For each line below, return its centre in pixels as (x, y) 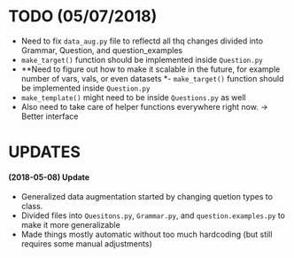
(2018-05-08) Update (49, 177)
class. (32, 207)
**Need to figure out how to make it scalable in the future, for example (151, 69)
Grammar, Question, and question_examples (102, 50)
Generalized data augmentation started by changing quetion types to (147, 197)
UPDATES (45, 152)
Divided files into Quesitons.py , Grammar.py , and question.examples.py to (153, 215)
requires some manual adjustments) (86, 244)
